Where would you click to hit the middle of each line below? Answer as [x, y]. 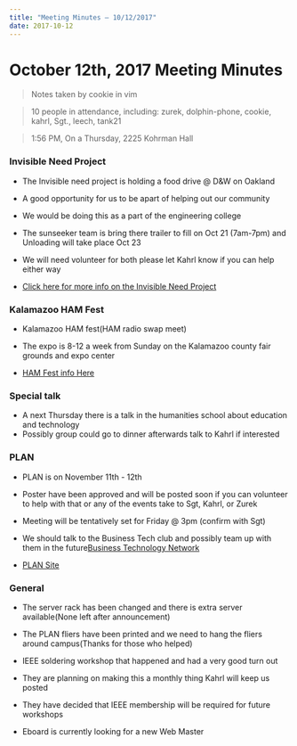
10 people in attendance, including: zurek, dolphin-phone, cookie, [151, 111]
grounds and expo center [68, 356]
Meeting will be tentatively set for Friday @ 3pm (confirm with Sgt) [144, 521]
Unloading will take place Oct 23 [81, 242]
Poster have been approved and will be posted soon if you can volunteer [155, 494]
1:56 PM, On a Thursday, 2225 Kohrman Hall [112, 138]
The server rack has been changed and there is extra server [132, 607]
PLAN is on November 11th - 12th [82, 477]
